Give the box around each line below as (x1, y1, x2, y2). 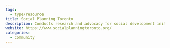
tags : (5, 7, 17, 12)
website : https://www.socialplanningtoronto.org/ (5, 26, 112, 31)
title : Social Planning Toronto (5, 16, 73, 21)
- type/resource (10, 12, 44, 17)
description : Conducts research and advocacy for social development (5, 21, 155, 26)
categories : (5, 30, 30, 35)
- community (10, 35, 35, 40)
